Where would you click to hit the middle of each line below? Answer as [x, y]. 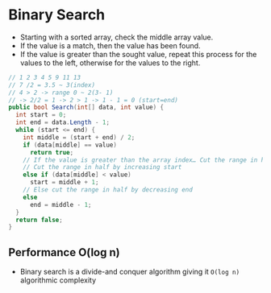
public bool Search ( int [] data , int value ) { [86, 107]
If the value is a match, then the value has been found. [110, 45]
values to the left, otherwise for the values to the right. [110, 63]
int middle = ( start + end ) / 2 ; [79, 137]
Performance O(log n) [64, 252]
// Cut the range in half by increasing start [102, 167]
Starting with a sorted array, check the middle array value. [117, 37]
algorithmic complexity [58, 280]
